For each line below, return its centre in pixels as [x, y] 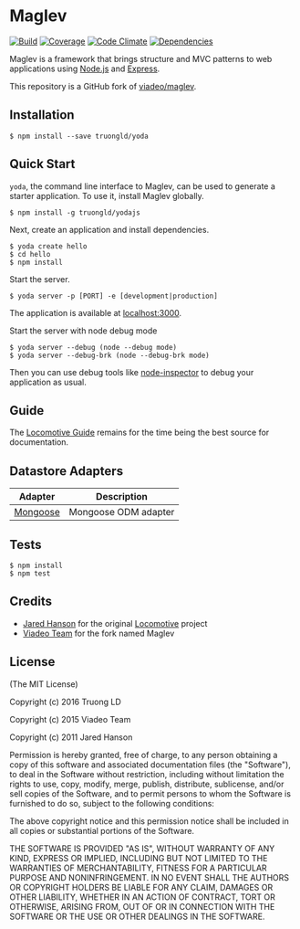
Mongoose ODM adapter [122, 512]
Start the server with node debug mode [83, 331]
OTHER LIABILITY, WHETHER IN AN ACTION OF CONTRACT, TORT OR [142, 897]
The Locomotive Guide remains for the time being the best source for [140, 433]
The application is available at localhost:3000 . [96, 312]
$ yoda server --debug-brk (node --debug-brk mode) [109, 355]
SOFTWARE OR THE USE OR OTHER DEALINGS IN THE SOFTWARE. [137, 916]
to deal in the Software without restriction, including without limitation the [147, 774]
